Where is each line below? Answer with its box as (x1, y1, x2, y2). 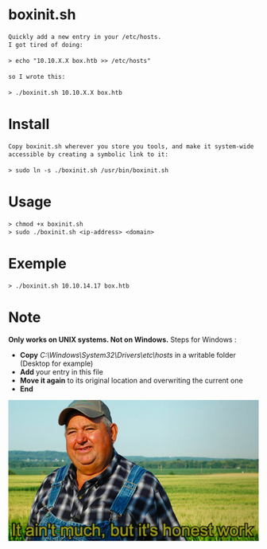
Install (8, 116, 50, 133)
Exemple (8, 255, 67, 273)
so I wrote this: (8, 73, 66, 80)
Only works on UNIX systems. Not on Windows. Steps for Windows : (8, 335, 237, 344)
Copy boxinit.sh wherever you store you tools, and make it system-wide (8, 142, 254, 151)
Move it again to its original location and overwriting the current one (19, 375, 244, 385)
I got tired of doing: (8, 41, 83, 49)
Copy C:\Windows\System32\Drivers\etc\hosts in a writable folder (19, 350, 236, 359)
